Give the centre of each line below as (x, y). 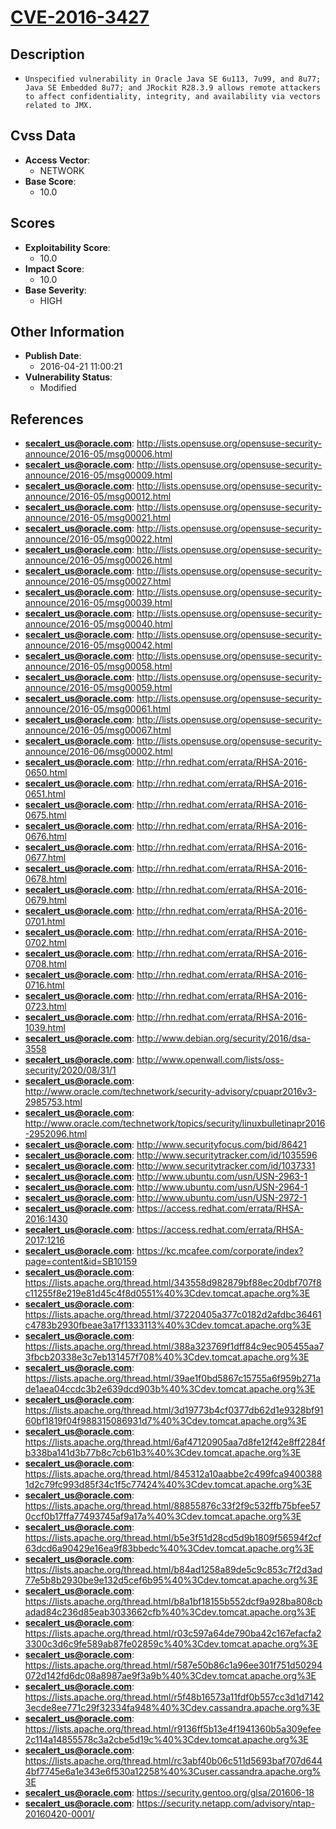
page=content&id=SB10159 (81, 1262)
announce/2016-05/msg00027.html (98, 582)
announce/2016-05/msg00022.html (98, 539)
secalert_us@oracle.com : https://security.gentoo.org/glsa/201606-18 (169, 1793)
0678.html (45, 879)
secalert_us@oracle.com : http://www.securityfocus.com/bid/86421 (165, 1145)
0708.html (45, 964)
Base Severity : (55, 290)
